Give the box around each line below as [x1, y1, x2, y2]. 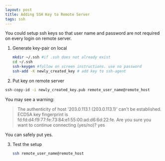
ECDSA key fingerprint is [17, 111, 69, 117]
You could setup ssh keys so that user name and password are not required [5, 30, 160, 36]
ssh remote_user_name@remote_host [12, 151, 84, 156]
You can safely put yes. [5, 132, 53, 138]
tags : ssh [5, 16, 26, 21]
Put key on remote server [12, 78, 65, 84]
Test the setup [12, 141, 42, 147]
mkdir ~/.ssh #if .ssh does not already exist [12, 55, 111, 60]
